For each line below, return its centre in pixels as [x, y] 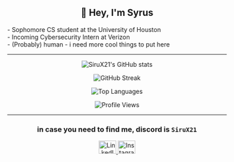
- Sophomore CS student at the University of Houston [84, 29]
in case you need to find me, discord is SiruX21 [117, 129]
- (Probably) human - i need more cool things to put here [89, 44]
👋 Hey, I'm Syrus [117, 13]
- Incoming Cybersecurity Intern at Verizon [69, 37]
